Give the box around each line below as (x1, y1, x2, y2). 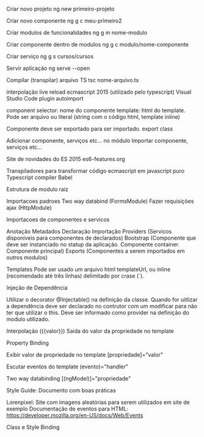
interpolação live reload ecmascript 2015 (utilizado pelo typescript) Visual (6, 88, 192, 96)
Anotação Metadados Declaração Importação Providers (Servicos (6, 228, 172, 235)
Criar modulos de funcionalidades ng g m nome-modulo (6, 29, 148, 36)
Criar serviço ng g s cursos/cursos (6, 53, 93, 60)
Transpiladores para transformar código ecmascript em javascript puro (6, 167, 185, 174)
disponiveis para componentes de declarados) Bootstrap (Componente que (6, 234, 197, 241)
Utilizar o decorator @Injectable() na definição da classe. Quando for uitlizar (6, 296, 198, 303)
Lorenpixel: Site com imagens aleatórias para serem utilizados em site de (6, 398, 191, 406)
